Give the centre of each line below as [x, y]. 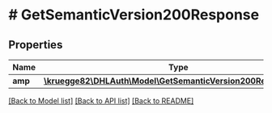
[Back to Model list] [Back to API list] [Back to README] [101, 101]
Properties [36, 45]
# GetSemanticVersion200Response [134, 15]
